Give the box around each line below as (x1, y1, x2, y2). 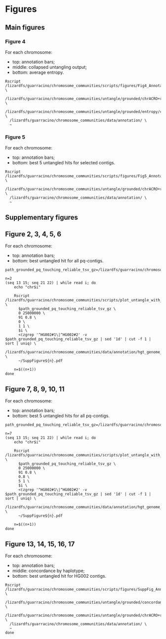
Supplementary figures (5, 213, 78, 221)
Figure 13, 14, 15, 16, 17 (5, 540, 75, 548)
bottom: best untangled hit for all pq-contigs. (12, 258, 104, 264)
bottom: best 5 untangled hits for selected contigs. (12, 160, 115, 166)
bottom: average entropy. (12, 69, 64, 75)
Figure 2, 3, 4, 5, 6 (5, 230, 62, 238)
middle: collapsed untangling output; (12, 64, 87, 70)
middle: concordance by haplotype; (12, 568, 85, 574)
